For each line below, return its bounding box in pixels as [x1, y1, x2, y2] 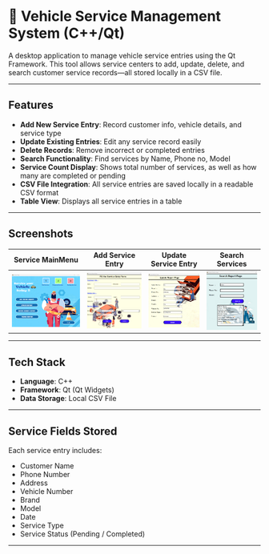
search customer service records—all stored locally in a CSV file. [8, 67, 223, 77]
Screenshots [8, 227, 74, 241]
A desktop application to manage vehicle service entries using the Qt [8, 50, 236, 60]
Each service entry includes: [8, 446, 102, 456]
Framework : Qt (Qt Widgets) [19, 385, 114, 395]
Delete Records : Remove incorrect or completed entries [19, 145, 206, 155]
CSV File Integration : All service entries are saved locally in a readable [19, 179, 254, 189]
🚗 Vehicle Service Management [8, 7, 222, 26]
